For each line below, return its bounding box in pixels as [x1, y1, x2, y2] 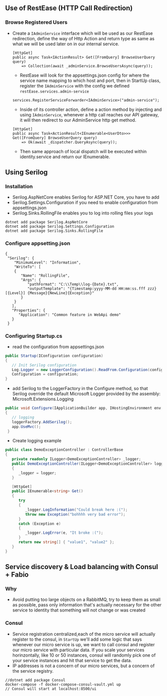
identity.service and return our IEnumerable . [19, 154, 110, 160]
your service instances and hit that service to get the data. [12, 657, 132, 663]
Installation [5, 183, 33, 190]
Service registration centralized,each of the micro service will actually [12, 631, 156, 637]
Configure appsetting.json [5, 240, 71, 247]
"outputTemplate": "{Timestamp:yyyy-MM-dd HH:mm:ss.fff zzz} [27, 286, 157, 291]
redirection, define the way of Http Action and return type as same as [12, 35, 155, 41]
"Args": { [20, 277, 41, 283]
